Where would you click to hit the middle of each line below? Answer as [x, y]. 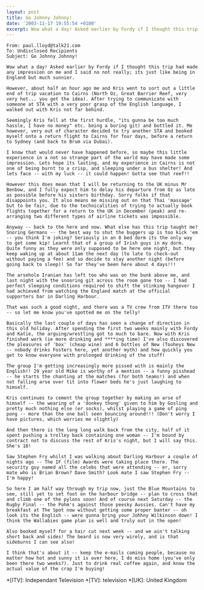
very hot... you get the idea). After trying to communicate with [93, 99]
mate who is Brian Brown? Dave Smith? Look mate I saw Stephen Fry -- [98, 473]
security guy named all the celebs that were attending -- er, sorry [97, 467]
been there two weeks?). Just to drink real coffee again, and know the [101, 564]
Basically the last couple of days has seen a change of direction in [98, 323]
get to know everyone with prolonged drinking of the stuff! [86, 355]
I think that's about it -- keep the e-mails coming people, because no [101, 553]
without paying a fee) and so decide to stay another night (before [95, 259]
